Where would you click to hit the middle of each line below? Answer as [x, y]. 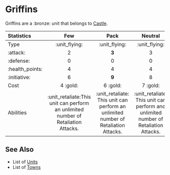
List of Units [25, 162]
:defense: [19, 61]
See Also [19, 149]
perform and [151, 106]
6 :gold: [113, 85]
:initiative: [19, 77]
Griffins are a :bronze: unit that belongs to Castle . [56, 23]
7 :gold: [151, 85]
